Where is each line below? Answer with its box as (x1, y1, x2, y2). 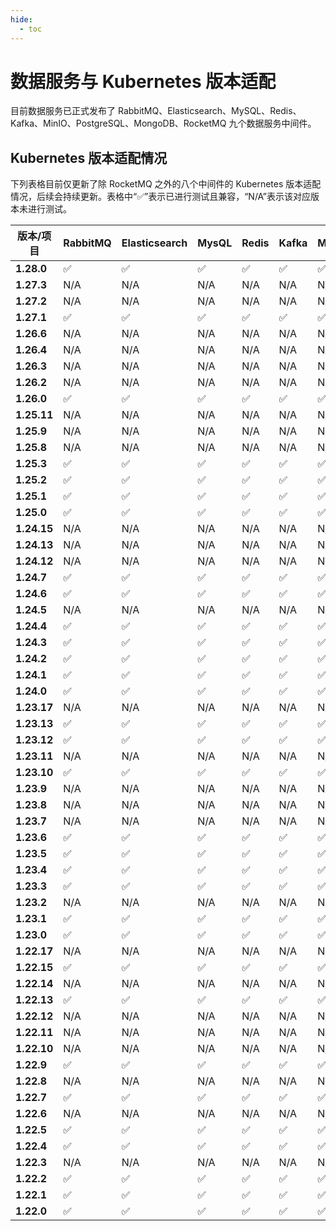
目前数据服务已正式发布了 (10, 105, 116, 117)
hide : (10, 14, 33, 25)
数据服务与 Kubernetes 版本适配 (10, 70, 277, 93)
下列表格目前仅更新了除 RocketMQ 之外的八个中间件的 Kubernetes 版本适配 (10, 178, 322, 190)
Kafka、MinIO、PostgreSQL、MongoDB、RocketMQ (10, 117, 227, 130)
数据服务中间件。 (246, 117, 317, 130)
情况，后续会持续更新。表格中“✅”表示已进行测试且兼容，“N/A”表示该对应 (10, 191, 311, 203)
